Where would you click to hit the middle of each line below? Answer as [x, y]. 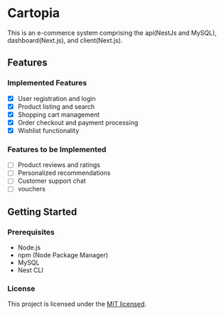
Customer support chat [52, 181]
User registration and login [57, 98]
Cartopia [34, 13]
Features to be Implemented [57, 149]
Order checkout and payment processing [78, 122]
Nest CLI [31, 270]
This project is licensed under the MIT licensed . [77, 304]
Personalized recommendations [64, 173]
